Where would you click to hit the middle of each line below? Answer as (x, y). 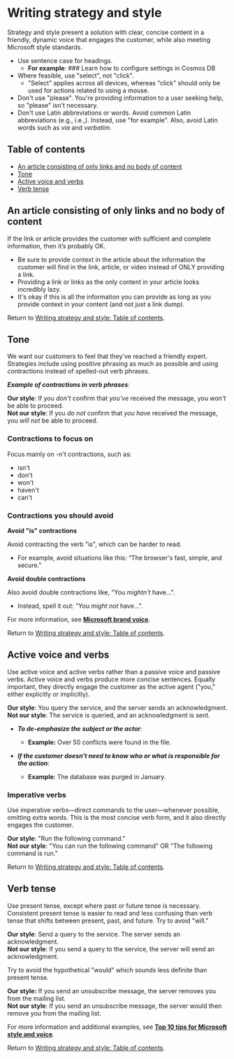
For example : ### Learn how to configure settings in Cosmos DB (122, 68)
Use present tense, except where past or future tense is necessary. (104, 905)
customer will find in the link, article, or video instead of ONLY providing (121, 266)
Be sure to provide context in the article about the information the (111, 260)
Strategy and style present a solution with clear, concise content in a (106, 32)
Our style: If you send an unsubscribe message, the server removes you (112, 990)
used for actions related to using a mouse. (88, 90)
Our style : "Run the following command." (66, 839)
